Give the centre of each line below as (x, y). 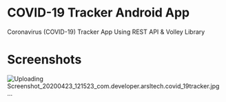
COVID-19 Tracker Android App (99, 13)
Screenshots (44, 60)
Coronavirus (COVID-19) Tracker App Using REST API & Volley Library (106, 32)
